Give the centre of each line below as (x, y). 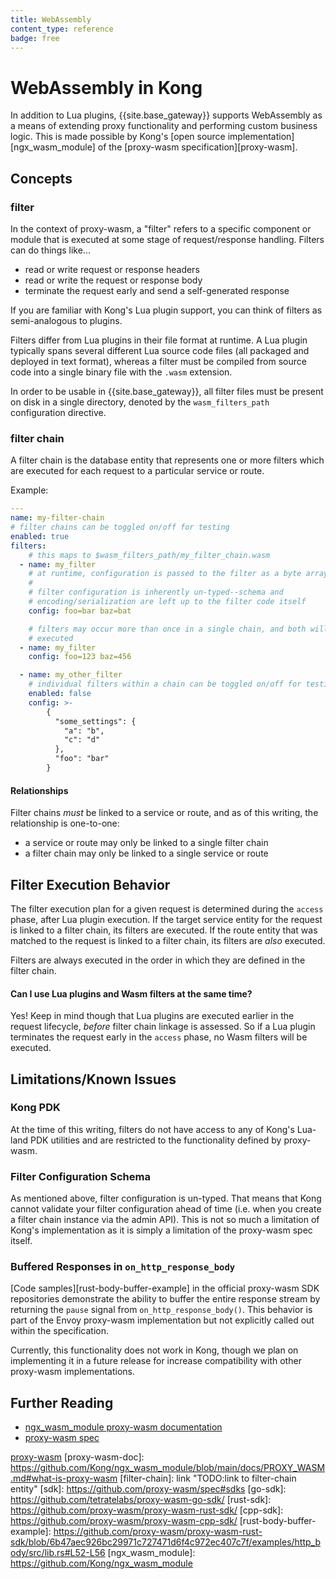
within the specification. (60, 1331)
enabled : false (60, 694)
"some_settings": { (95, 721)
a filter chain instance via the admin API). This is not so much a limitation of (165, 1220)
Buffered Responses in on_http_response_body (123, 1267)
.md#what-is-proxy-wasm (64, 1478)
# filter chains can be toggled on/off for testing (120, 527)
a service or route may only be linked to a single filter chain (146, 843)
